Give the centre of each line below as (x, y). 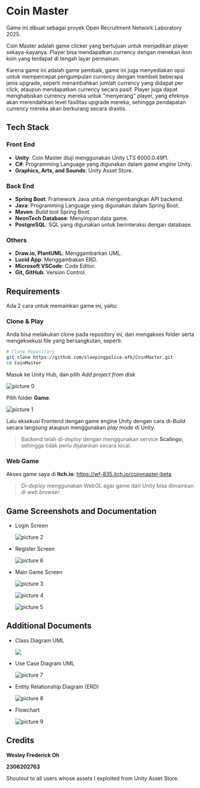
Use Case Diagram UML (45, 663)
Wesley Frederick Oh (33, 755)
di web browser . (41, 492)
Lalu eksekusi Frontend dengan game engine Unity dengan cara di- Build (96, 421)
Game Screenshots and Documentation (81, 511)
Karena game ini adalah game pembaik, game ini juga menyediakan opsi (95, 70)
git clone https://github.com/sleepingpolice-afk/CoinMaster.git (89, 358)
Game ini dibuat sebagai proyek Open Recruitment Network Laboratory (94, 28)
